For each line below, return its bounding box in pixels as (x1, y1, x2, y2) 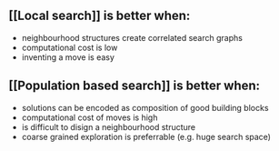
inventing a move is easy (21, 51, 115, 63)
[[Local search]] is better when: (8, 8, 191, 24)
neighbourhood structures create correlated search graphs (21, 32, 243, 43)
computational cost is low (21, 42, 118, 53)
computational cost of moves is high (21, 112, 158, 123)
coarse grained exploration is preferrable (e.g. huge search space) (21, 131, 272, 142)
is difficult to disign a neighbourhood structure (21, 121, 196, 132)
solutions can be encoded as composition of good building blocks (21, 102, 269, 113)
